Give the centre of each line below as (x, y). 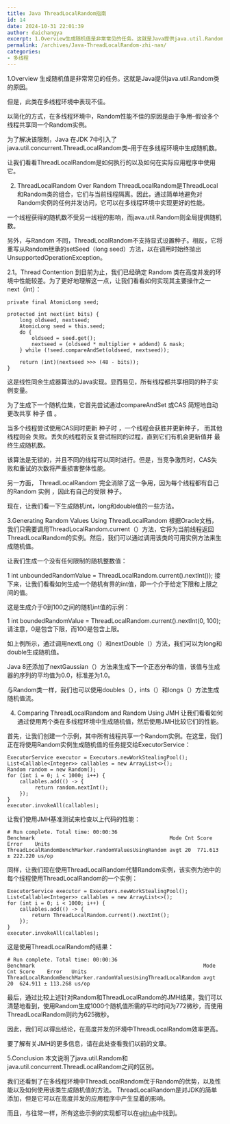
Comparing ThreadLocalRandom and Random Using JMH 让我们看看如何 (120, 713)
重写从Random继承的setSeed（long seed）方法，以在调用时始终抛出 (104, 249)
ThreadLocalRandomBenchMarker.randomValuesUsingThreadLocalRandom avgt (111, 977)
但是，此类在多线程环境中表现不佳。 (58, 101)
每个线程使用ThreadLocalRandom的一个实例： (73, 878)
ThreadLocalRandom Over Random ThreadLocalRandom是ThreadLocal (117, 185)
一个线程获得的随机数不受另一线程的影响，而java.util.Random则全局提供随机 (114, 217)
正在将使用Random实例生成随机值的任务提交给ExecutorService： (99, 744)
